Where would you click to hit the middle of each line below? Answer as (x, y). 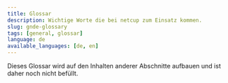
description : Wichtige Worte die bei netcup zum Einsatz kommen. (105, 20)
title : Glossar (29, 14)
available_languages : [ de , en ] (53, 46)
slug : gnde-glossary (38, 27)
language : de (26, 40)
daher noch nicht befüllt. (43, 73)
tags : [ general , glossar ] (45, 33)
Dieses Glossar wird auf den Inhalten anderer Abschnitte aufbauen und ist (114, 66)
